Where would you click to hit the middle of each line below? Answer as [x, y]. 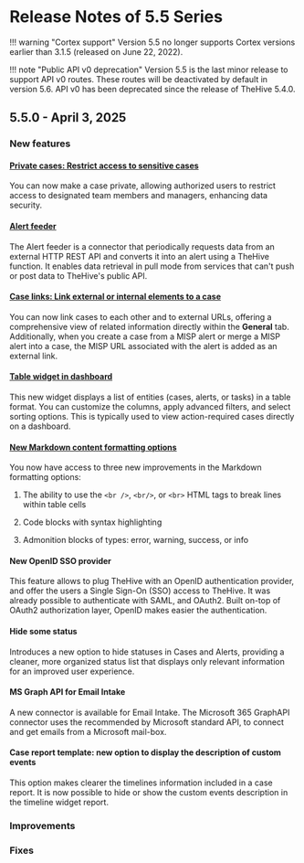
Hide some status [43, 632]
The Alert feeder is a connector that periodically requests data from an [142, 246]
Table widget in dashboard [61, 377]
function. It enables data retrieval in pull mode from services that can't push [152, 266]
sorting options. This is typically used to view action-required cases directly [152, 417]
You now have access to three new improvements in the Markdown [136, 467]
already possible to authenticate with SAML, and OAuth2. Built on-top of [145, 601]
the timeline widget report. [59, 803]
